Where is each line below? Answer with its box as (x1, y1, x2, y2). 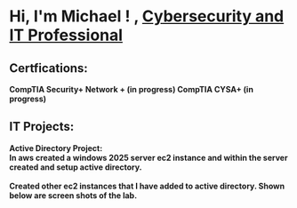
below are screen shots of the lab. (9, 189, 138, 201)
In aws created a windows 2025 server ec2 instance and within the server (9, 152, 288, 163)
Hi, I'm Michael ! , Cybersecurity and (9, 6, 285, 27)
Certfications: (9, 60, 89, 76)
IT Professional (9, 25, 123, 45)
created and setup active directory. (9, 162, 142, 172)
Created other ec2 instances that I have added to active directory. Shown (9, 180, 285, 191)
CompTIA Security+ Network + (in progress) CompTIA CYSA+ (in (9, 84, 253, 94)
